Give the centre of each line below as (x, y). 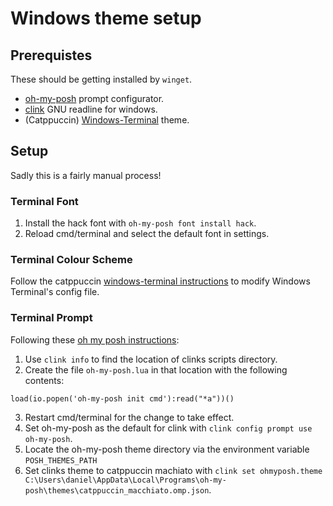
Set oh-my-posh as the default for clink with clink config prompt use (168, 428)
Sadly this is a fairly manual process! (86, 175)
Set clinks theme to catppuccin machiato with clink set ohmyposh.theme (173, 470)
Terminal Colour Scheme (71, 260)
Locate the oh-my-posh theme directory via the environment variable (167, 449)
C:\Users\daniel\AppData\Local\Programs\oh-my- (125, 480)
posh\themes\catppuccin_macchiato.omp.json (117, 490)
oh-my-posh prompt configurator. (94, 98)
